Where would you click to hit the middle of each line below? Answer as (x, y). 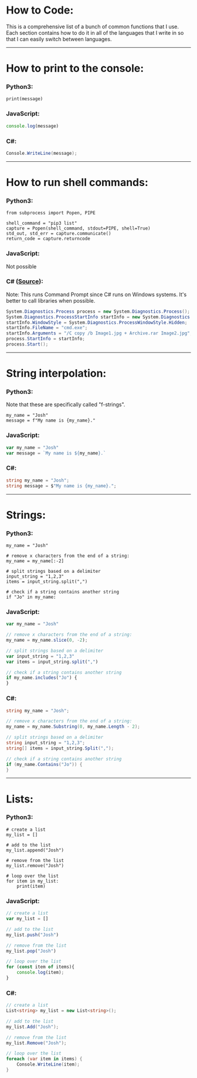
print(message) (25, 99)
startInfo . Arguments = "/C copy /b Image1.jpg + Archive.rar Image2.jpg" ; (99, 333)
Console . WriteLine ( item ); (48, 1064)
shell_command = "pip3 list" (42, 223)
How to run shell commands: (77, 182)
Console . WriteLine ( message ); (42, 153)
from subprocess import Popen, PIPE (51, 213)
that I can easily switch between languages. (59, 39)
